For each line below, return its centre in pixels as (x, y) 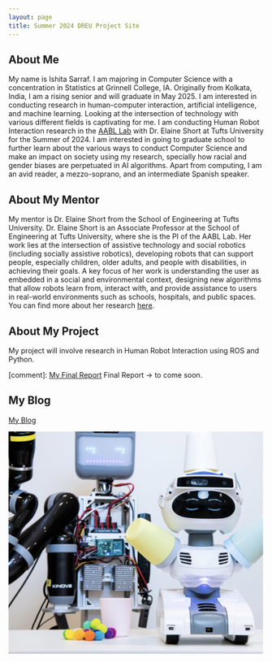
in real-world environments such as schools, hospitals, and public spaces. (132, 297)
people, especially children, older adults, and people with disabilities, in (127, 262)
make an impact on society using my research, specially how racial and (128, 157)
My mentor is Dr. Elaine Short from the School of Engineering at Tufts (124, 219)
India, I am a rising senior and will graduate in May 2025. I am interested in (133, 97)
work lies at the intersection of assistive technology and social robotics (127, 245)
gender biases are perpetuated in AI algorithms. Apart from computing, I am (135, 166)
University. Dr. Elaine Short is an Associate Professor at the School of (124, 228)
